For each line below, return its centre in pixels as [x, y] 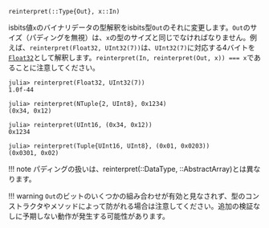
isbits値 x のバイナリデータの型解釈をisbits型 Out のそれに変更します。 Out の [129, 27]
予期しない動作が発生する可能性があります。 [96, 216]
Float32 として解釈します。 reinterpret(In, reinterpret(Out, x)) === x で [131, 57]
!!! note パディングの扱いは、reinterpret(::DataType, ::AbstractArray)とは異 [131, 169]
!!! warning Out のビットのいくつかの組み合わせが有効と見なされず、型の [127, 196]
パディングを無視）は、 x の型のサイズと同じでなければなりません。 [140, 37]
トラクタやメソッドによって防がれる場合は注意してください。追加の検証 [134, 206]
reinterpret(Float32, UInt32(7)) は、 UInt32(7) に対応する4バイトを [142, 47]
